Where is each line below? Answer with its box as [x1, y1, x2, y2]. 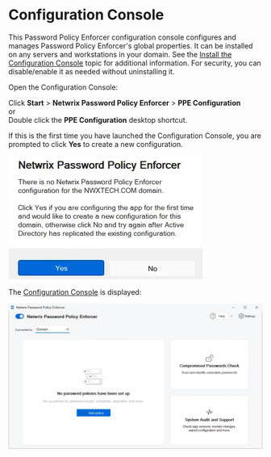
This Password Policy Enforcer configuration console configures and [8, 32, 236, 42]
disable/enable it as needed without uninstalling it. [8, 66, 175, 76]
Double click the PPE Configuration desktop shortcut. [8, 115, 188, 124]
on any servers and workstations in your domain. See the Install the [8, 49, 232, 59]
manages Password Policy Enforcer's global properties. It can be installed [8, 40, 253, 50]
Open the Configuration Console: [8, 82, 119, 92]
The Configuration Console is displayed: [8, 287, 142, 296]
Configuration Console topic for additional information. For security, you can [8, 58, 262, 68]
